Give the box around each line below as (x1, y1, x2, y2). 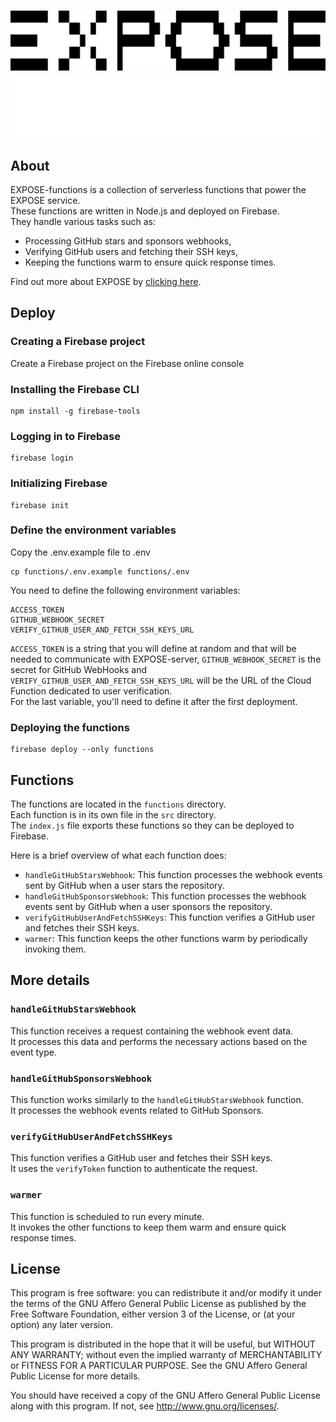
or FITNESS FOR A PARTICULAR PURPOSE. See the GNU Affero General (10, 1360, 308, 1372)
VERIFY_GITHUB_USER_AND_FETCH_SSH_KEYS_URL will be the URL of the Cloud (10, 674, 312, 686)
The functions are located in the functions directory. (10, 798, 227, 810)
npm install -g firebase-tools (10, 406, 141, 416)
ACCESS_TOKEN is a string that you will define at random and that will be (10, 642, 297, 654)
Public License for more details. (10, 1370, 141, 1382)
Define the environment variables (10, 523, 177, 537)
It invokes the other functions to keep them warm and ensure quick (10, 1221, 287, 1233)
